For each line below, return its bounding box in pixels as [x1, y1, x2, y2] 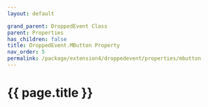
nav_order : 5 [7, 49, 45, 56]
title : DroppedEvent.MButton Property [7, 42, 120, 49]
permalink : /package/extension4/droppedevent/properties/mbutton [7, 55, 201, 63]
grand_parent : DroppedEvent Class [7, 22, 108, 30]
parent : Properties [7, 29, 64, 36]
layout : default [7, 10, 54, 17]
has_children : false [7, 35, 68, 42]
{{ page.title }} [7, 85, 94, 101]
